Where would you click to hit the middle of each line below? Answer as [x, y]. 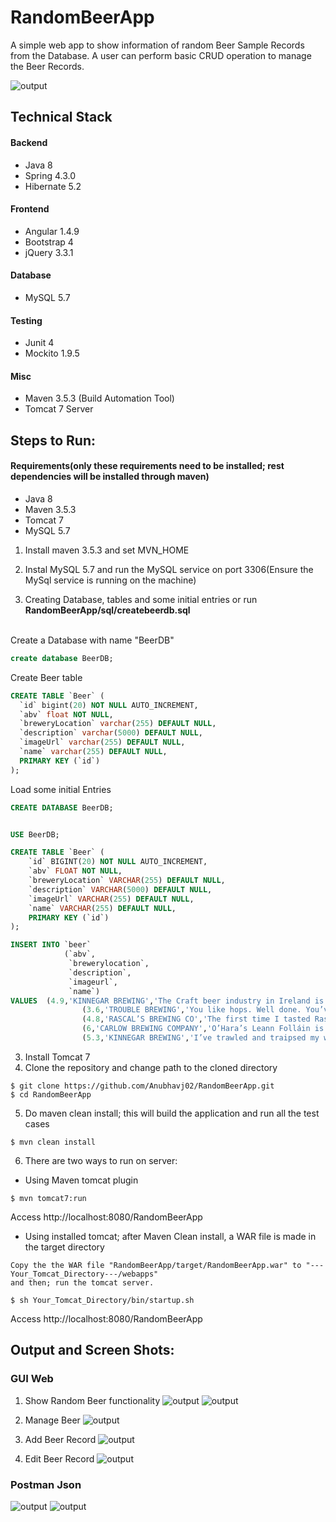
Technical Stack [61, 117]
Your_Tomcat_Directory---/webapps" [84, 1274]
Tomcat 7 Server [59, 409]
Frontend [30, 209]
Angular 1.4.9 [52, 231]
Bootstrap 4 [49, 242]
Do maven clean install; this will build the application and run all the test [172, 1113]
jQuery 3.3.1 [49, 252]
